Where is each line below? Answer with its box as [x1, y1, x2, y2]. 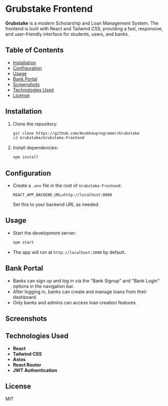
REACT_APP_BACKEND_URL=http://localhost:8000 [12, 192, 112, 198]
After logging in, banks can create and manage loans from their [12, 288, 147, 295]
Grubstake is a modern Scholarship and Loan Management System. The [5, 20, 159, 26]
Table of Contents [5, 46, 64, 54]
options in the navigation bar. [12, 283, 74, 289]
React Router [12, 361, 42, 368]
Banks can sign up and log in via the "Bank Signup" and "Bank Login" [12, 278, 160, 284]
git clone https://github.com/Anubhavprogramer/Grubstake [12, 130, 140, 136]
